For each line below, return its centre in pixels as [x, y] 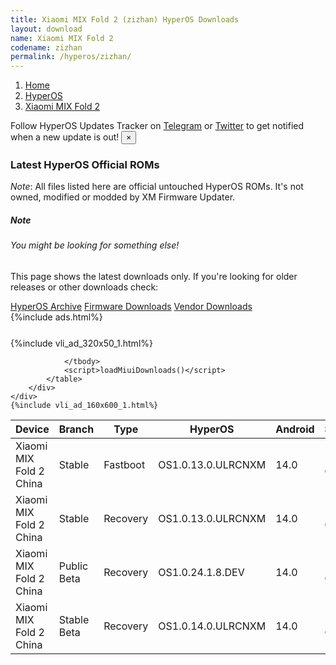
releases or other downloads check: [84, 287]
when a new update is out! [65, 137]
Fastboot [124, 464]
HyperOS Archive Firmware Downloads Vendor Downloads [131, 306]
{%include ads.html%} [56, 317]
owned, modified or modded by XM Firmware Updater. [123, 197]
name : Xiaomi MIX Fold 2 [62, 38]
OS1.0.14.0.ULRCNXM [212, 626]
